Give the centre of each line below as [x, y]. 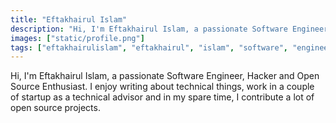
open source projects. [55, 108]
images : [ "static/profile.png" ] [77, 38]
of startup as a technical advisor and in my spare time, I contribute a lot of [162, 97]
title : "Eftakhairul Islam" [69, 19]
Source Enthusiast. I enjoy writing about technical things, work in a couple [162, 87]
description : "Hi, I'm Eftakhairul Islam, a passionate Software [149, 29]
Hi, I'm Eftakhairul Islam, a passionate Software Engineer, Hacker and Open [165, 76]
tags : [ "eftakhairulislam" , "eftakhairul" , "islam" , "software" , [149, 47]
